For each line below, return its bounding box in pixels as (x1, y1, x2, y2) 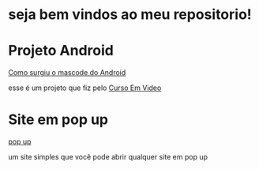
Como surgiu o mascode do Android (8, 68, 126, 77)
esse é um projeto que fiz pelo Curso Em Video (8, 83, 162, 92)
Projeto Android (8, 42, 114, 60)
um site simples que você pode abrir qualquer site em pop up (8, 152, 208, 162)
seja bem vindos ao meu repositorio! (8, 6, 253, 24)
